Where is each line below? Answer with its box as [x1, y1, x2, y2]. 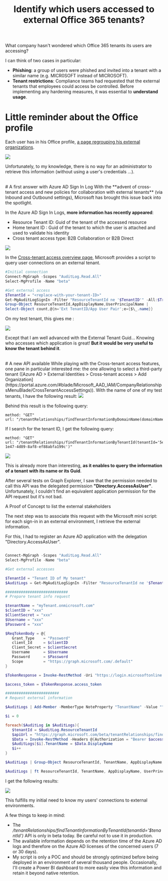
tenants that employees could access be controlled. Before [12, 83, 134, 89]
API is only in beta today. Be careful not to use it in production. [24, 832, 153, 838]
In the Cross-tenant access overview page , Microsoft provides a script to [5, 255, 156, 261]
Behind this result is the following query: [5, 403, 88, 409]
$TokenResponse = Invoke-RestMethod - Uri [5, 673, 93, 678]
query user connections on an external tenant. [5, 260, 101, 266]
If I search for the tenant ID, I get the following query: [5, 426, 114, 432]
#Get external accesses [5, 567, 55, 572]
